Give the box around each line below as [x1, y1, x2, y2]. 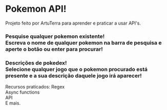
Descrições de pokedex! [5, 59, 67, 67]
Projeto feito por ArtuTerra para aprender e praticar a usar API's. [5, 20, 141, 26]
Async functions [5, 89, 40, 95]
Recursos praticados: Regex [5, 84, 65, 90]
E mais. [5, 100, 21, 106]
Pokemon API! [5, 3, 67, 15]
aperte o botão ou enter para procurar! [5, 46, 103, 53]
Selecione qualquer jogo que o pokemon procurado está [5, 65, 148, 73]
